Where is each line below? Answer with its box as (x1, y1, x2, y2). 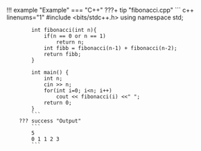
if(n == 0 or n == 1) (43, 33, 107, 39)
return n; (55, 39, 85, 46)
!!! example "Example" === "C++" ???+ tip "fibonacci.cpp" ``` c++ (6, 6, 195, 14)
